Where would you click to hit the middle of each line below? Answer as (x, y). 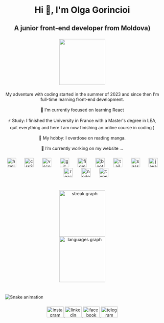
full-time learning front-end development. (82, 99)
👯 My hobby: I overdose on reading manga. (82, 138)
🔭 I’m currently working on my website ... (82, 148)
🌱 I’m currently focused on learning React (82, 110)
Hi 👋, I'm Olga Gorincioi (82, 10)
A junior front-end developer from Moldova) (82, 28)
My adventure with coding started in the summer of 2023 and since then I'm (82, 94)
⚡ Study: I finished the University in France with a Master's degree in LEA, (82, 121)
